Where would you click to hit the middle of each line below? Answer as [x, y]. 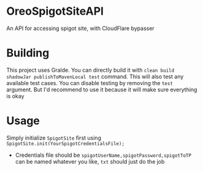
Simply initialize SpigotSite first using [54, 138]
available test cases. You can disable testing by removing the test [90, 83]
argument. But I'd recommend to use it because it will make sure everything [102, 89]
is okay [15, 96]
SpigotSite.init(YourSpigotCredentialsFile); [65, 143]
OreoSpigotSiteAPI [55, 11]
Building [28, 53]
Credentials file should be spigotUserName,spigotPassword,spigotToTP [103, 155]
